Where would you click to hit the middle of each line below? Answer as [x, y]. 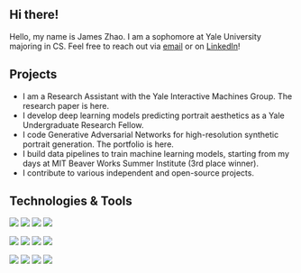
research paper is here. [66, 105]
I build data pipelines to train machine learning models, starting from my [156, 153]
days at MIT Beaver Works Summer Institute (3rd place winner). [141, 163]
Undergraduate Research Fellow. [83, 124]
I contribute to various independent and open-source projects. [138, 173]
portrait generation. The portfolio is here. [98, 144]
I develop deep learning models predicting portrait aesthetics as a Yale [154, 115]
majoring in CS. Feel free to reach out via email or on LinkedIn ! [125, 46]
